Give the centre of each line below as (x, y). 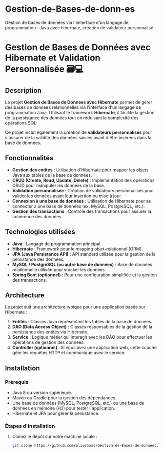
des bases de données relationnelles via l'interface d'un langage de (73, 107)
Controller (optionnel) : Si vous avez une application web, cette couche (84, 348)
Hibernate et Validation (53, 58)
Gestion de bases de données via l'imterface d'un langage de (67, 22)
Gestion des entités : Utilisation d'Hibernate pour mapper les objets (80, 170)
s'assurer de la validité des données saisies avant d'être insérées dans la (78, 137)
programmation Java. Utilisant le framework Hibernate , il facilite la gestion (80, 112)
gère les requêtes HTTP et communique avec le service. (69, 353)
